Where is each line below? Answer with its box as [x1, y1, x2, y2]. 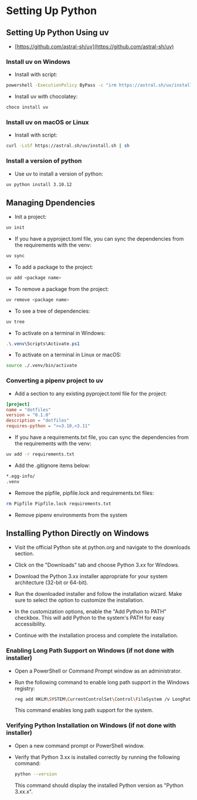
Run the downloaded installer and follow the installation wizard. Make [14, 590, 182, 598]
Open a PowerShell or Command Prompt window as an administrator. [14, 667, 182, 674]
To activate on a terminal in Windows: [14, 329, 106, 336]
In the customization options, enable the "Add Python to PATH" [14, 608, 167, 615]
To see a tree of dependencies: [14, 307, 90, 315]
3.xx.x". [14, 788, 33, 795]
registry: [14, 685, 35, 692]
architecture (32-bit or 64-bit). [14, 579, 89, 586]
